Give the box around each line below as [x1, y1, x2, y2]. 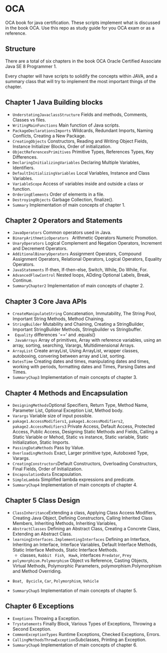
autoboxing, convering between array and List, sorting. [12, 353, 126, 359]
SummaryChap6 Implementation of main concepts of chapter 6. [12, 641, 137, 648]
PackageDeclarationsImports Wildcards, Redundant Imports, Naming [12, 127, 153, 133]
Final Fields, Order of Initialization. [12, 466, 83, 472]
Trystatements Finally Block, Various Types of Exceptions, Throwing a [12, 620, 156, 626]
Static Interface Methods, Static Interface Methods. [12, 546, 118, 553]
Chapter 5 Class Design [5, 496, 80, 505]
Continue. [12, 277, 33, 283]
